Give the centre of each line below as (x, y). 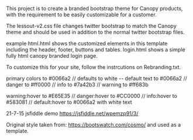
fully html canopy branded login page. (52, 56)
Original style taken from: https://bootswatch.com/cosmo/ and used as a (94, 125)
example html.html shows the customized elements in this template (87, 43)
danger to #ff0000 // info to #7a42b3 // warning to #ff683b (77, 85)
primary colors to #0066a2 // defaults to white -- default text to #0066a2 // (96, 78)
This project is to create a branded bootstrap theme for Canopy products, (94, 8)
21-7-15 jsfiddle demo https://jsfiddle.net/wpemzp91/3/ (72, 113)
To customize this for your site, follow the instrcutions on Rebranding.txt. (94, 67)
